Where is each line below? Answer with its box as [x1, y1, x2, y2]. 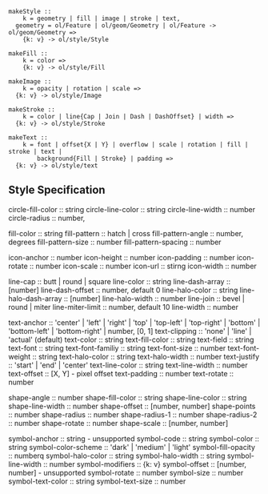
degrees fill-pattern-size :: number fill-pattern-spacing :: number [8, 237, 222, 247]
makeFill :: [8, 50, 48, 58]
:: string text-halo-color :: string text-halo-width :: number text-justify [32, 351, 260, 361]
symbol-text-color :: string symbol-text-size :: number [8, 476, 186, 486]
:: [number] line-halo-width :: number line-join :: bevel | [63, 293, 246, 303]
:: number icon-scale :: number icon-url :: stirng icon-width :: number [29, 261, 258, 271]
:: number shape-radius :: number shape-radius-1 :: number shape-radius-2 [8, 409, 258, 420]
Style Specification [8, 183, 106, 197]
